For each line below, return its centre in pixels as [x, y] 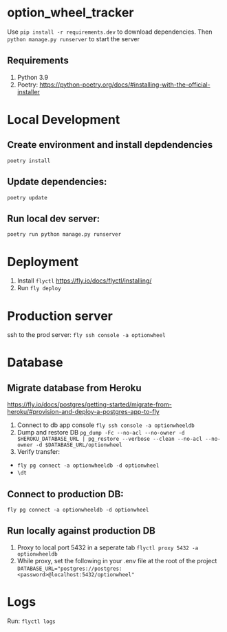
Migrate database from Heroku [75, 388]
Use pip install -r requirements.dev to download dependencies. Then [110, 32]
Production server [60, 316]
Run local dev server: [54, 218]
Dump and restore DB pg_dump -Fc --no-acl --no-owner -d [101, 433]
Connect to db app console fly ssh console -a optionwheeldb [106, 425]
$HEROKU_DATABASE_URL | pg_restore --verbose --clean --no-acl [110, 439]
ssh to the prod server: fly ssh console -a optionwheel [87, 335]
